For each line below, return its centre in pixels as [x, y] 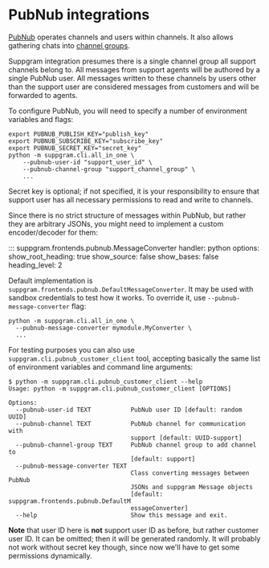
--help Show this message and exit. [122, 515]
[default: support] [163, 459]
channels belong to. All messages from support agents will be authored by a [134, 69]
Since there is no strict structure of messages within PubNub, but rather [127, 215]
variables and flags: [41, 119]
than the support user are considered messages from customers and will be [134, 87]
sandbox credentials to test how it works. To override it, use [107, 297]
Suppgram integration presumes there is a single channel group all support [132, 61]
